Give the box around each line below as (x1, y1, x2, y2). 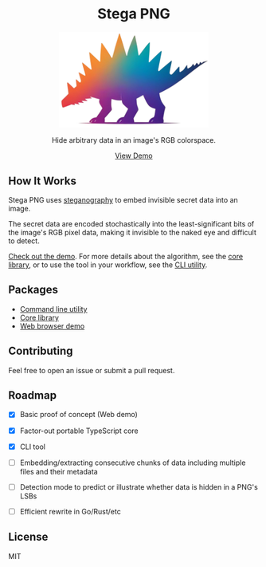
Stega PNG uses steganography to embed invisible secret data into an (8, 195, 239, 205)
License (8, 530, 49, 544)
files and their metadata (19, 467, 98, 476)
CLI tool (19, 442, 46, 451)
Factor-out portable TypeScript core (19, 426, 139, 435)
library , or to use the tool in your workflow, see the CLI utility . (8, 260, 208, 270)
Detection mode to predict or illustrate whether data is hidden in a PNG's (19, 482, 259, 491)
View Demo (115, 151, 153, 160)
